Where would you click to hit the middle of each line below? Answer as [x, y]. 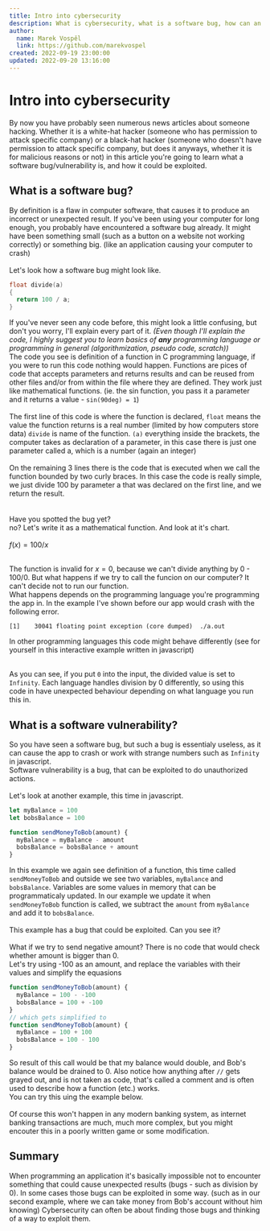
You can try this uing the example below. [76, 1097]
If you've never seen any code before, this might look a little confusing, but [133, 323]
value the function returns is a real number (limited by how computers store [134, 425]
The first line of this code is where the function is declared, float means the [135, 417]
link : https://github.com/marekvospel [82, 46]
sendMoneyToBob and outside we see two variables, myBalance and [116, 879]
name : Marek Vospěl [49, 38]
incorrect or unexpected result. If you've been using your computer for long [134, 219]
